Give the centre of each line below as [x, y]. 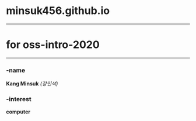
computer [18, 112]
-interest [19, 99]
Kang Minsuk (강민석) [32, 84]
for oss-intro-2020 [53, 45]
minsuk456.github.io [58, 11]
